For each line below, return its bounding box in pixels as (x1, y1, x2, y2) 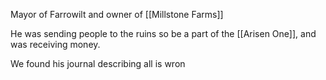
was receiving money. (10, 39, 101, 50)
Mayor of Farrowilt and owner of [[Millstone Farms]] (10, 9, 224, 20)
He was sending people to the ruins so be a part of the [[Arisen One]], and (10, 28, 317, 39)
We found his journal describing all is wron (10, 58, 186, 69)
